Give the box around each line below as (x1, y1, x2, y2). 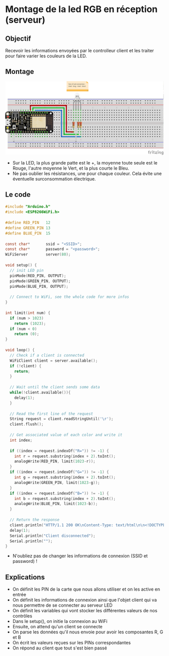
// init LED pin (10, 268, 44, 273)
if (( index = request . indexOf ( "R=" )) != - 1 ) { (10, 448, 109, 453)
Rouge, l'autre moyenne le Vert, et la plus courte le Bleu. (12, 165, 129, 171)
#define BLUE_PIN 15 (5, 230, 51, 236)
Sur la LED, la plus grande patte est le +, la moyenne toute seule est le (12, 159, 157, 166)
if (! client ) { (10, 363, 42, 368)
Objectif (5, 34, 31, 43)
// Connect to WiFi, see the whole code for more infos (10, 294, 129, 300)
